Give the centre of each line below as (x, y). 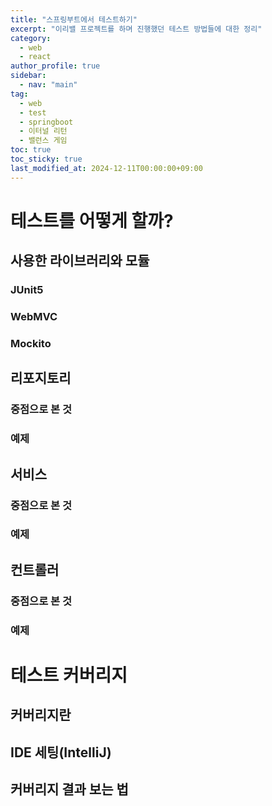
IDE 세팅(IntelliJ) (61, 752)
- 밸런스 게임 (43, 141)
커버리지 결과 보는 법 (69, 789)
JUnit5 (27, 290)
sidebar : (28, 76)
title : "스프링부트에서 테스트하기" (74, 19)
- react (35, 57)
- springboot (46, 122)
